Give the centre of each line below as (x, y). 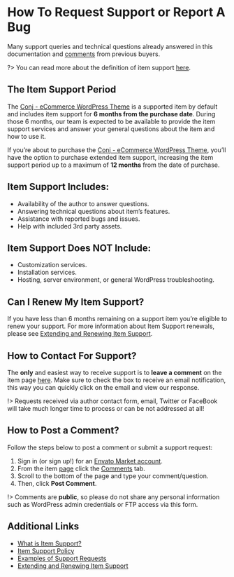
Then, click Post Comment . (57, 483)
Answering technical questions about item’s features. (94, 211)
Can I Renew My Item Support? (76, 302)
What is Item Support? (49, 543)
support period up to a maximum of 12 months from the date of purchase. (114, 165)
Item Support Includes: (58, 187)
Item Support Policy (46, 550)
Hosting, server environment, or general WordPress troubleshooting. (116, 280)
